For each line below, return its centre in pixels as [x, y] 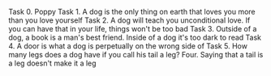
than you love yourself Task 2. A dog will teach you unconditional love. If [129, 20]
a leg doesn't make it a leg [52, 63]
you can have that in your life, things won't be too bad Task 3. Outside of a [133, 29]
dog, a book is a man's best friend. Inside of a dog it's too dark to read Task [135, 37]
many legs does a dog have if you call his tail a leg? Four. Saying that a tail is [136, 55]
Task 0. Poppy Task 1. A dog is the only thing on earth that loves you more [132, 12]
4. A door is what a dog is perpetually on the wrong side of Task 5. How [128, 46]
